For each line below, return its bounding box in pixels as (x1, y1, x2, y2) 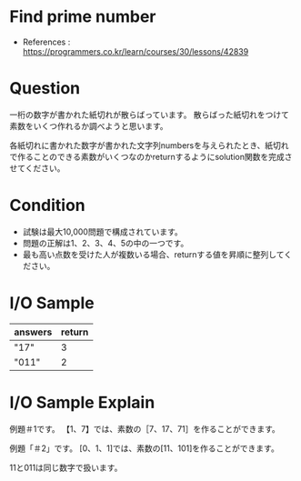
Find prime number (9, 6, 156, 27)
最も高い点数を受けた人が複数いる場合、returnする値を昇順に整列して (22, 248, 285, 260)
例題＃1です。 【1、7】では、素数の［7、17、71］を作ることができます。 (9, 423, 280, 434)
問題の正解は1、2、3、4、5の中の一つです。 (22, 237, 189, 248)
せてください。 (9, 162, 65, 174)
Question (9, 78, 80, 99)
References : (22, 36, 71, 47)
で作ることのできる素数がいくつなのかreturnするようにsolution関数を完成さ (9, 151, 293, 162)
